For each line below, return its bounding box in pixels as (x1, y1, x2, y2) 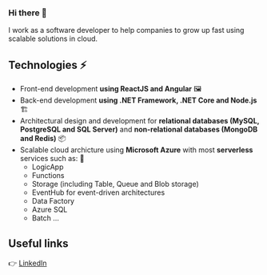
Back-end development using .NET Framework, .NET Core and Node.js (19, 95, 257, 105)
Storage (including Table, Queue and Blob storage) (31, 180, 200, 189)
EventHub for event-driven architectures (31, 188, 165, 197)
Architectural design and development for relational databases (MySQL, (19, 116, 260, 126)
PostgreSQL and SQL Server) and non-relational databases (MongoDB (19, 124, 258, 135)
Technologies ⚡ (8, 58, 87, 71)
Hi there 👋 (8, 7, 48, 18)
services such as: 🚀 (19, 154, 85, 164)
